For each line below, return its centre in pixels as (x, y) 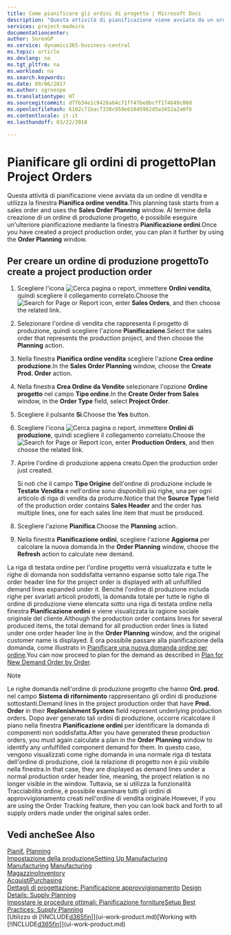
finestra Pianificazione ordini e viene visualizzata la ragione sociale (103, 611)
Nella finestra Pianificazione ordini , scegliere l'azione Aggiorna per (113, 539)
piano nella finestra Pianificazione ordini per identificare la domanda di (108, 725)
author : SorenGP (30, 39)
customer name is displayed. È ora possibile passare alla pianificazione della (115, 640)
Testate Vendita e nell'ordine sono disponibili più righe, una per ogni (114, 491)
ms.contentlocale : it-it (43, 115)
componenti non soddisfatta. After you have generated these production (109, 733)
